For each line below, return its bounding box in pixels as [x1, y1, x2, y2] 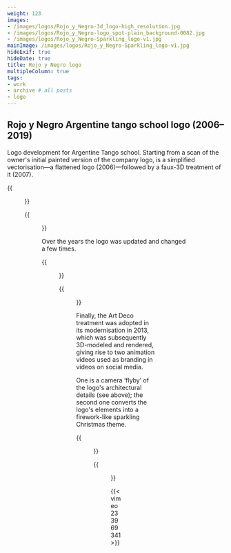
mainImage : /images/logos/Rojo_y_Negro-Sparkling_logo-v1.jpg [7, 42, 190, 49]
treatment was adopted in [76, 318, 150, 327]
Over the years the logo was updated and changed [41, 237, 186, 245]
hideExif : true [7, 49, 51, 56]
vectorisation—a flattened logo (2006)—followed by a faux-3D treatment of [7, 163, 221, 171]
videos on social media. [76, 362, 143, 371]
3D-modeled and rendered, [76, 340, 154, 349]
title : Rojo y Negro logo [7, 61, 81, 68]
